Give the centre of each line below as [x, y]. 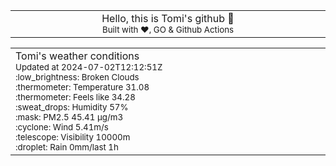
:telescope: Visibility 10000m [73, 137]
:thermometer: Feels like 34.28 [75, 97]
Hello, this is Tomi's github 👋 [168, 18]
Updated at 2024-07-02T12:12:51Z [89, 67]
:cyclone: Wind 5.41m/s [62, 127]
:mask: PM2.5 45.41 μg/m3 [69, 117]
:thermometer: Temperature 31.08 [82, 87]
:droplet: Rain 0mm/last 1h [67, 147]
